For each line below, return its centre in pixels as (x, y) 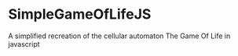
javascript (24, 44)
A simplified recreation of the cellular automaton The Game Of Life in (119, 36)
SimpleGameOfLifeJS (80, 14)
